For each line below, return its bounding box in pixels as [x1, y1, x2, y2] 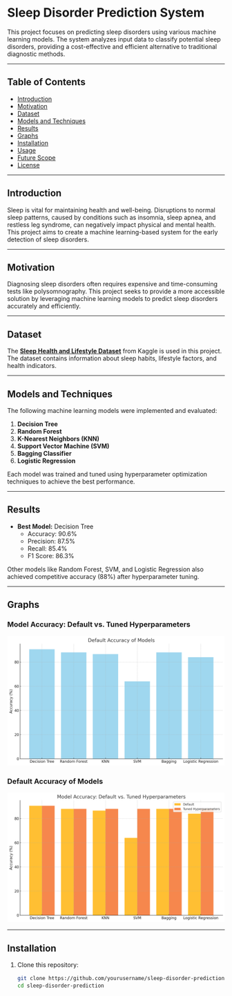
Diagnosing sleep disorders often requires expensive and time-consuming [7, 280, 218, 288]
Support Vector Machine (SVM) [17, 442, 110, 450]
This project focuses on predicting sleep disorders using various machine [7, 28, 216, 36]
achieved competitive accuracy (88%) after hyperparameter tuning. [7, 572, 200, 580]
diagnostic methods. [7, 50, 66, 58]
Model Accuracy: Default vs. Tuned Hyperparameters [7, 620, 191, 629]
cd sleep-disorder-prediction [17, 982, 105, 989]
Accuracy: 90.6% [27, 529, 77, 537]
